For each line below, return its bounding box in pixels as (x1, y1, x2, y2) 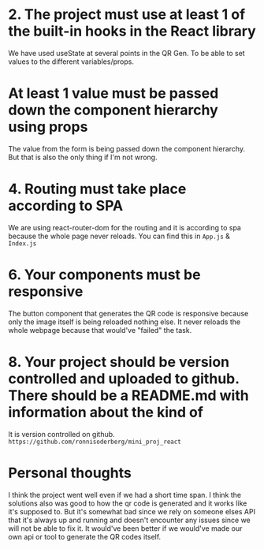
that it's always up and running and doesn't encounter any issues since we (8, 515, 251, 525)
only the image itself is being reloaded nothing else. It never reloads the (8, 317, 241, 327)
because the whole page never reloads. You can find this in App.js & (8, 231, 231, 241)
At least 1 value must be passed (8, 84, 219, 103)
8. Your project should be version (8, 353, 230, 371)
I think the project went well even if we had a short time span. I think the (8, 490, 242, 499)
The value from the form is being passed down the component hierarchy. (8, 144, 246, 153)
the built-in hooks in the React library (8, 22, 256, 40)
